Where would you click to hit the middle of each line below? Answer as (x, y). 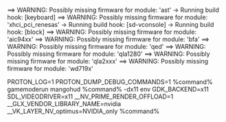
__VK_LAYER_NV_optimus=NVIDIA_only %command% (83, 111)
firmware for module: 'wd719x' (50, 69)
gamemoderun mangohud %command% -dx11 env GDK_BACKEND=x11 (108, 89)
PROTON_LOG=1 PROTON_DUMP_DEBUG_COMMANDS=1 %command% (110, 82)
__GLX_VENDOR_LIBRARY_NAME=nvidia (64, 104)
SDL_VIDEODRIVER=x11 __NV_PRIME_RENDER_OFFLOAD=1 (90, 96)
